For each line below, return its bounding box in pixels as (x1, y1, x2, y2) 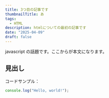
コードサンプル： (5, 78, 40, 84)
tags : (5, 16, 16, 21)
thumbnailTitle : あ (5, 12, 44, 17)
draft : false (5, 35, 32, 40)
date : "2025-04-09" (5, 30, 45, 35)
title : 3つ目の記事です (5, 7, 49, 12)
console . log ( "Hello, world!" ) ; (5, 88, 69, 93)
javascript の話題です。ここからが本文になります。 (5, 49, 107, 54)
